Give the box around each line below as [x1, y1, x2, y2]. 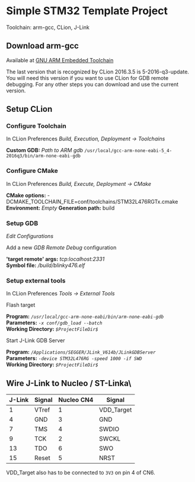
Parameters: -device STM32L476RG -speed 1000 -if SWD [6, 355, 142, 362]
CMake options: [6, 191, 46, 199]
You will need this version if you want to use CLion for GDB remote [6, 74, 169, 81]
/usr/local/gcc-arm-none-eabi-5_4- [84, 148, 172, 154]
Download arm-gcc [6, 41, 79, 51]
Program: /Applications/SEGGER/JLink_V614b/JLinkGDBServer [6, 348, 156, 356]
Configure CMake [6, 167, 58, 175]
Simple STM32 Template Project [6, 4, 168, 18]
